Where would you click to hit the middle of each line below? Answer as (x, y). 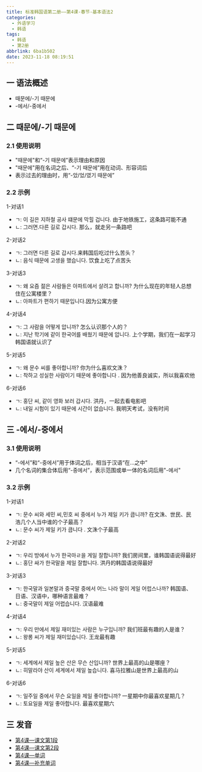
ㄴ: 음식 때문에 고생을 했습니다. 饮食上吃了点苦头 (73, 260)
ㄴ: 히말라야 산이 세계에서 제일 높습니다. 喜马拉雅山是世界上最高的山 (97, 670)
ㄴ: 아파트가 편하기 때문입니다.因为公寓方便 (66, 301)
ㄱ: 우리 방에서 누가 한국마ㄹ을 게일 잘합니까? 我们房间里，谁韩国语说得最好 (106, 555)
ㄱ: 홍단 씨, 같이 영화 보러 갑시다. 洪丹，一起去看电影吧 (80, 401)
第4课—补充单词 (35, 763)
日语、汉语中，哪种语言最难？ (52, 596)
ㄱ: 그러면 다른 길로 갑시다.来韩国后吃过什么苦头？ (75, 253)
